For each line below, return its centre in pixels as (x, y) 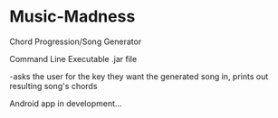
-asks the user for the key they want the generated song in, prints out (139, 76)
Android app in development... (66, 103)
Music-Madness (72, 17)
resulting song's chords (53, 86)
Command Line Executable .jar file (73, 59)
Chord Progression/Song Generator (76, 41)
